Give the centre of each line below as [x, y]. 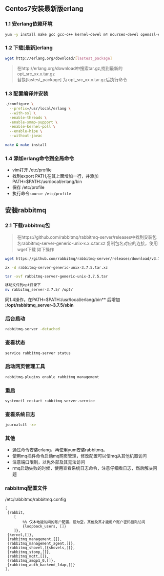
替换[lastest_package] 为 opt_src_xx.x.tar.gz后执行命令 [72, 79]
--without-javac [26, 136]
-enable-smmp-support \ [33, 122]
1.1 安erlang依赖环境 [29, 24]
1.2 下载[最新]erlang [29, 48]
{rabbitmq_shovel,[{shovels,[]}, [41, 548]
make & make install [26, 145]
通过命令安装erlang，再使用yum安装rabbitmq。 [60, 450]
